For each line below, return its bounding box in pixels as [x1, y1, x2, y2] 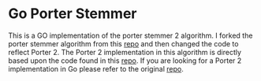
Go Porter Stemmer [8, 5, 137, 23]
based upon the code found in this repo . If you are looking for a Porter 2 [8, 56, 242, 65]
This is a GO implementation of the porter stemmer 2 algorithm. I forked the [8, 31, 253, 40]
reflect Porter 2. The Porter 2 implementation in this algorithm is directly [8, 47, 242, 57]
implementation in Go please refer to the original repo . [8, 64, 184, 73]
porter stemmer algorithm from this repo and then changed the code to [8, 39, 239, 48]
